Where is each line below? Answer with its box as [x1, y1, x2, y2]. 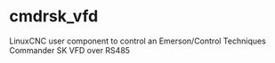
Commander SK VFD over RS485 [9, 44, 131, 55]
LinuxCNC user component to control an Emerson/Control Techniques [9, 35, 267, 46]
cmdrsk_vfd [9, 6, 99, 27]
